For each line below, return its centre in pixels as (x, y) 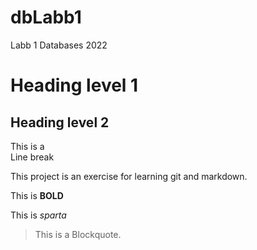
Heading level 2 (60, 122)
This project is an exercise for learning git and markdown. (129, 176)
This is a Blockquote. (78, 234)
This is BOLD (37, 195)
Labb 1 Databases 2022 (59, 45)
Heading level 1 (74, 85)
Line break (32, 157)
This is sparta (38, 215)
